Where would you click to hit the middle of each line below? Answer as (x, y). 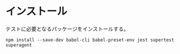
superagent (19, 45)
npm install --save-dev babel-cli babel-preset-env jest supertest (90, 40)
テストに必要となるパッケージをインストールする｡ (66, 29)
